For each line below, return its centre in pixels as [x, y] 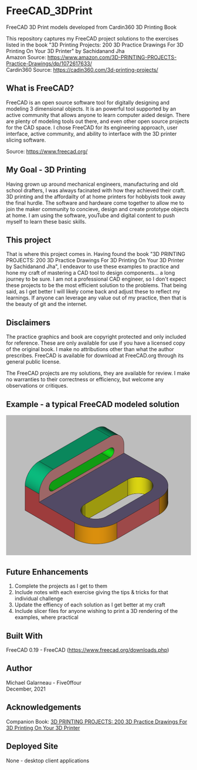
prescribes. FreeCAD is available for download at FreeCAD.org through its [95, 356]
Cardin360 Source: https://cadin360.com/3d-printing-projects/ [82, 69]
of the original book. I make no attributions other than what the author [90, 349]
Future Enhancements [47, 572]
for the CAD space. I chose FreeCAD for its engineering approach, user [92, 127]
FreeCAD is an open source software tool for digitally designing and [88, 102]
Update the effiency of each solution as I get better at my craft [90, 605]
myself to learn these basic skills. [46, 221]
